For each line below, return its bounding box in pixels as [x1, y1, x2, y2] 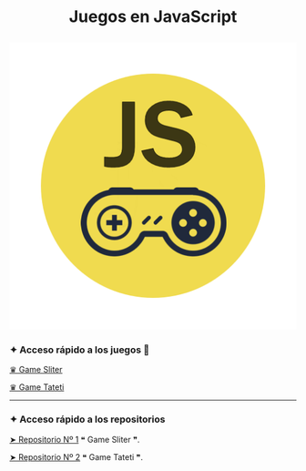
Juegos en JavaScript [68, 6, 238, 27]
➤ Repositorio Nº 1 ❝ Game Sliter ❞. [9, 434, 140, 445]
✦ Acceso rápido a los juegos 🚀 [9, 343, 150, 356]
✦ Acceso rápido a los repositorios [9, 413, 166, 425]
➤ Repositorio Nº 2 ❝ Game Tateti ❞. [9, 451, 144, 462]
